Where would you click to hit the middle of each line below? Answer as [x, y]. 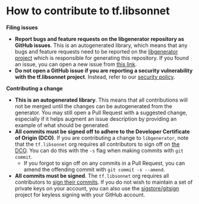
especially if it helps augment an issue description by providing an [96, 119]
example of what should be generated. [62, 125]
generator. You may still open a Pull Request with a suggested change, [101, 112]
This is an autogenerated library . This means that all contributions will [101, 100]
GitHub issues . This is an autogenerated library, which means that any [101, 45]
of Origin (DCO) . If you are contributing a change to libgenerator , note [102, 137]
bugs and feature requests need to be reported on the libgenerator [96, 51]
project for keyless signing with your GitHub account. [80, 194]
